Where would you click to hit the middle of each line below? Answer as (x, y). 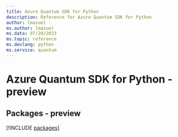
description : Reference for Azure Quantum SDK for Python (79, 17)
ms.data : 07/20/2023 (32, 34)
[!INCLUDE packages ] (33, 128)
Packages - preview (43, 114)
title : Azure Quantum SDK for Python (53, 12)
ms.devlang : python (30, 45)
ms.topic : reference (32, 39)
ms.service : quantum (32, 50)
